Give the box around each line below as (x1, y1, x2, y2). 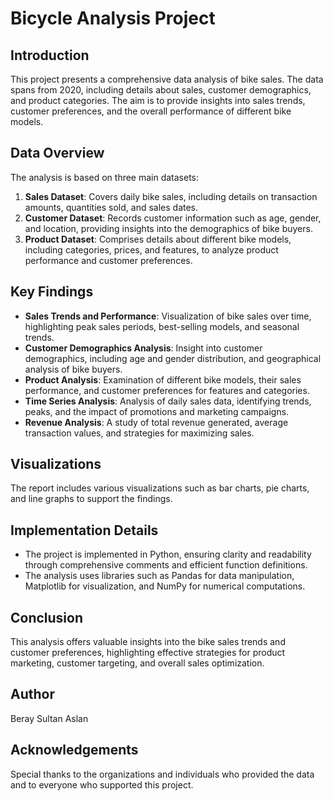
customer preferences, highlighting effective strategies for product (10, 647, 286, 659)
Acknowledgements (10, 742, 139, 759)
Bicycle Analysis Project (10, 7, 216, 30)
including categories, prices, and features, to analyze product (24, 243, 279, 256)
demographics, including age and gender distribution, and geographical (24, 352, 322, 364)
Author (10, 686, 55, 703)
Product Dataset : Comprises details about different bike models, (24, 233, 292, 245)
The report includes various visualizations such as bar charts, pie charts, (10, 482, 310, 494)
